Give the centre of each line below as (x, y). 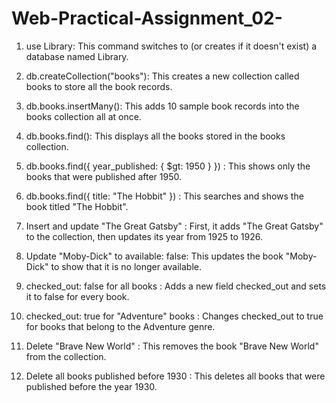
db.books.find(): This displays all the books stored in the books (155, 136)
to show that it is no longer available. (126, 266)
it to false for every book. (77, 296)
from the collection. (66, 356)
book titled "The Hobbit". (77, 206)
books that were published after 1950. (104, 176)
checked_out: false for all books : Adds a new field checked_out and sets (176, 286)
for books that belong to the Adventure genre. (120, 326)
